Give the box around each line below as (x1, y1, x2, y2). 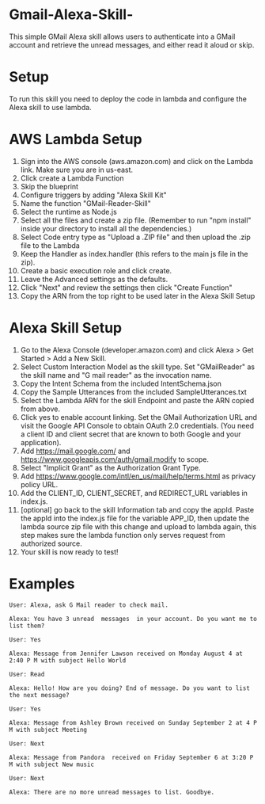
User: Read (9, 670, 45, 678)
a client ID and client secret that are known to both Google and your (20, 429, 241, 439)
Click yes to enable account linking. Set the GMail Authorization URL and (20, 412, 258, 421)
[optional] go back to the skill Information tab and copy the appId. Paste (20, 505, 255, 514)
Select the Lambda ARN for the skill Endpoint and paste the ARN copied (20, 395, 255, 405)
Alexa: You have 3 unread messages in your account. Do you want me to (9, 615, 258, 623)
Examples (9, 574, 75, 593)
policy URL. (20, 479, 59, 489)
